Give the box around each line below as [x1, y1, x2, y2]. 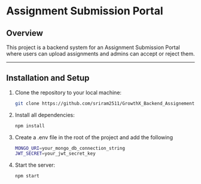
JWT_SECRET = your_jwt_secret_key [14, 151, 96, 157]
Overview [6, 28, 44, 38]
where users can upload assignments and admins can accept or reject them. [6, 50, 195, 57]
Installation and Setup [6, 73, 90, 83]
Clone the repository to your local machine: [14, 88, 121, 96]
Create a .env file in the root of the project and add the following [14, 133, 173, 141]
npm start [14, 173, 40, 179]
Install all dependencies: [14, 111, 75, 118]
